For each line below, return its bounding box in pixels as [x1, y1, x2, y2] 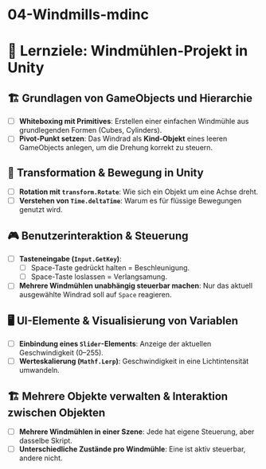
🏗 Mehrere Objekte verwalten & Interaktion [7, 390, 229, 403]
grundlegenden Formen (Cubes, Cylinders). [18, 126, 162, 135]
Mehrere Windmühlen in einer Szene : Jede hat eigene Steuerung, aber [18, 427, 255, 436]
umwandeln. [18, 366, 61, 375]
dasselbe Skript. [18, 436, 72, 446]
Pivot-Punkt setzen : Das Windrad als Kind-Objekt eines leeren [18, 134, 228, 144]
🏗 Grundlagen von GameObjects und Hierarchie [7, 91, 252, 105]
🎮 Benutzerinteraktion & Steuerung [7, 229, 189, 242]
